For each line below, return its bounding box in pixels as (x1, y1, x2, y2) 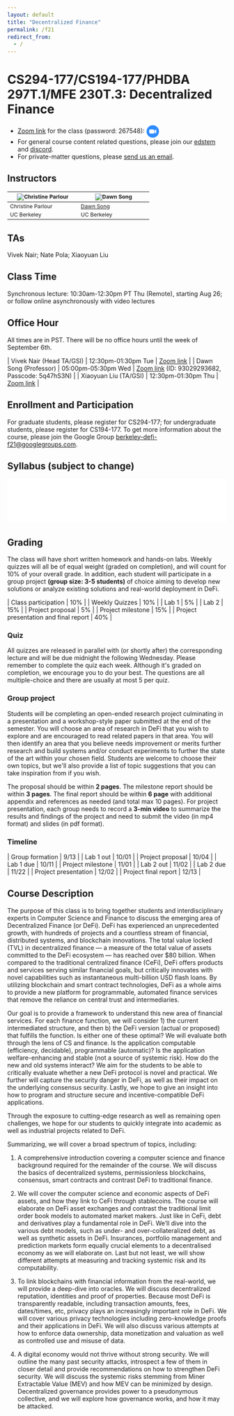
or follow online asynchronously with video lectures (7, 297, 155, 305)
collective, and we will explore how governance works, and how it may (17, 1394, 220, 1403)
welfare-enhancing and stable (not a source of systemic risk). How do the (7, 1053, 219, 1062)
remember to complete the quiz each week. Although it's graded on (7, 661, 202, 670)
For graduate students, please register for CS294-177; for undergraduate (7, 418, 216, 426)
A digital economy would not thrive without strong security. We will (17, 1350, 210, 1358)
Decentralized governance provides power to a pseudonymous (17, 1387, 198, 1395)
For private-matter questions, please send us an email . (17, 152, 174, 161)
